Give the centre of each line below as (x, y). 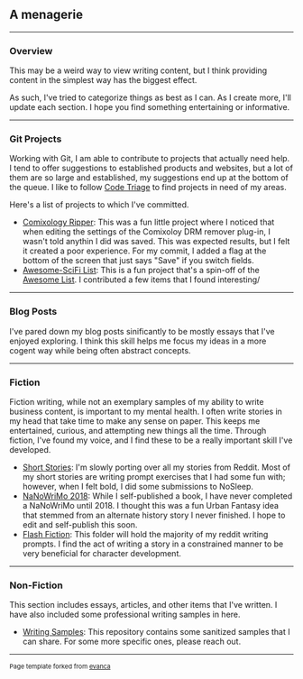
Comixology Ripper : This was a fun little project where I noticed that (148, 222)
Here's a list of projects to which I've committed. (99, 205)
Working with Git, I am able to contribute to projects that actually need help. (150, 159)
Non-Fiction (36, 585)
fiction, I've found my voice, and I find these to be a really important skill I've (151, 440)
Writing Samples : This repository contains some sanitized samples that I (156, 632)
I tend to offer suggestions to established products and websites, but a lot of (151, 168)
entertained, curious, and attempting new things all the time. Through (138, 431)
